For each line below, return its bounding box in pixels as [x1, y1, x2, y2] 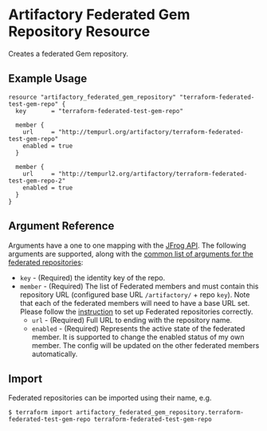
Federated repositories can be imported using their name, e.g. [8, 393, 212, 403]
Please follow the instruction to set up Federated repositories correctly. [19, 307, 253, 316]
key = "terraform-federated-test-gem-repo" [15, 107, 183, 115]
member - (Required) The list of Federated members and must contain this [19, 281, 259, 291]
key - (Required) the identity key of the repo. [19, 272, 166, 282]
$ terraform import [8, 409, 73, 417]
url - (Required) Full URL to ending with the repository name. [31, 315, 233, 324]
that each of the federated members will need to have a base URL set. [19, 298, 250, 308]
